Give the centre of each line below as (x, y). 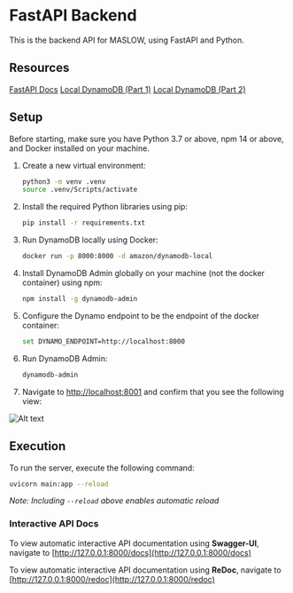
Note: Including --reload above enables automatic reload (114, 501)
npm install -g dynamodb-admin (80, 299)
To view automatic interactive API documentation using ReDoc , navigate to (145, 570)
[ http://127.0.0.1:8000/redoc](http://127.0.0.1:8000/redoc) (112, 579)
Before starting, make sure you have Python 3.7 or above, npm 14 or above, (147, 138)
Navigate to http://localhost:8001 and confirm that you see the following (153, 391)
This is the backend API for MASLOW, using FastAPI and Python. (127, 40)
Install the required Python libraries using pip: (105, 207)
